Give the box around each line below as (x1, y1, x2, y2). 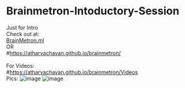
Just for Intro (6, 24, 38, 31)
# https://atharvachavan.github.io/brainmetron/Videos (6, 68, 138, 75)
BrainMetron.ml (6, 37, 44, 44)
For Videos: (6, 62, 35, 69)
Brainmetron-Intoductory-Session (6, 4, 180, 18)
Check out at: (6, 30, 40, 37)
